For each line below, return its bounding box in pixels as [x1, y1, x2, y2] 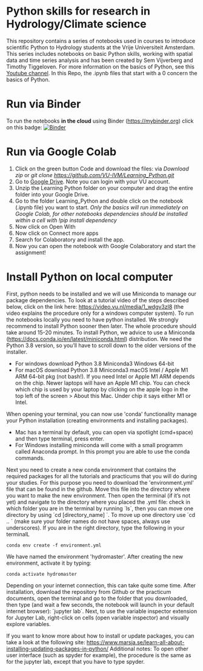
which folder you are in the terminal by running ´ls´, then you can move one [6, 505, 194, 512]
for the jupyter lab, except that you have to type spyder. [6, 658, 145, 665]
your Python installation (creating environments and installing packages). [6, 417, 188, 424]
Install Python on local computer [6, 270, 173, 283]
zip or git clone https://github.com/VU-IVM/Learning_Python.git [15, 171, 175, 178]
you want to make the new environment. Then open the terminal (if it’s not [6, 491, 191, 499]
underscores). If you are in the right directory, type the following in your [6, 524, 185, 531]
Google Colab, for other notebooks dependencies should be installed [15, 210, 188, 217]
